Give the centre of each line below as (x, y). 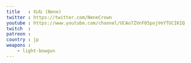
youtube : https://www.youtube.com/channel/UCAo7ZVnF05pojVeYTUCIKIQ (96, 23)
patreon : (19, 34)
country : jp (23, 40)
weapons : (19, 46)
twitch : (19, 28)
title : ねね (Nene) (34, 12)
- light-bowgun (36, 51)
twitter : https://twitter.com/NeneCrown (59, 17)
